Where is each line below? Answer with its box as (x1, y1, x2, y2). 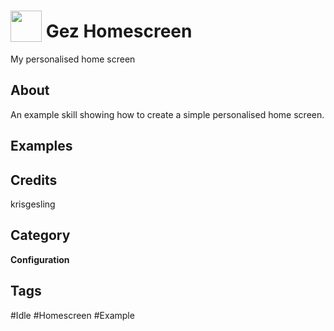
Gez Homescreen (45, 20, 193, 43)
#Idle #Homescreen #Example (10, 309, 135, 321)
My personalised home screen (10, 53, 136, 65)
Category (10, 227, 71, 244)
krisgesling (10, 198, 56, 210)
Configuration (10, 253, 70, 265)
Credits (10, 171, 58, 189)
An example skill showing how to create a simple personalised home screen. (10, 108, 325, 120)
